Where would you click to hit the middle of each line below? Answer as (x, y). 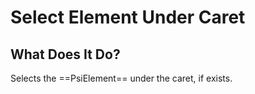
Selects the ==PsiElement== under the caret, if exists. (121, 78)
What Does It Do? (65, 54)
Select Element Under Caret (128, 17)
